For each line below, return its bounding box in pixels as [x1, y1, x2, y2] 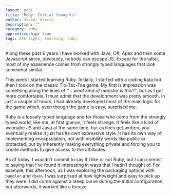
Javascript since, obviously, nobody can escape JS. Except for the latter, [5, 55, 160, 62]
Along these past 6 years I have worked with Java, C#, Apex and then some [5, 50, 166, 56]
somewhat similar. [5, 66, 44, 72]
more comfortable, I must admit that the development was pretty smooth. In [5, 93, 165, 99]
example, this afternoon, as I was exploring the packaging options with [5, 167, 155, 173]
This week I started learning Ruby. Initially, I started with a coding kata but [5, 76, 162, 83]
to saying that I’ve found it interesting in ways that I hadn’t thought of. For [5, 162, 160, 168]
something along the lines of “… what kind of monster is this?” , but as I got [5, 87, 163, 93]
